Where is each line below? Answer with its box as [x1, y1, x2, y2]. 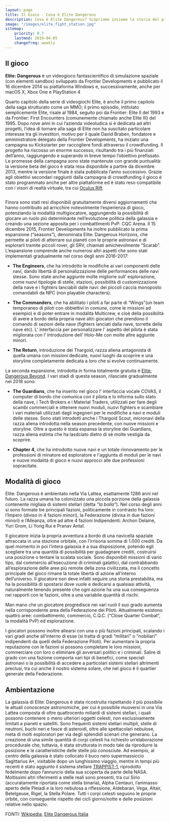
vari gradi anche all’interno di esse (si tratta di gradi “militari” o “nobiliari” [5, 633, 157, 639]
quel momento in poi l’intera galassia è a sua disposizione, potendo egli [5, 543, 154, 550]
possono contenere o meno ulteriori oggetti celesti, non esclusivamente [5, 715, 155, 721]
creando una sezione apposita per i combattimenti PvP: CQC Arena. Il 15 [5, 220, 156, 227]
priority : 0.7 [14, 31, 44, 36]
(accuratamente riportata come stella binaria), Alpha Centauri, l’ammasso [5, 780, 158, 786]
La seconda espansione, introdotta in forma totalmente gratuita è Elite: [5, 367, 152, 373]
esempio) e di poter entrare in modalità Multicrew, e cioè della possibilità [12, 310, 164, 316]
